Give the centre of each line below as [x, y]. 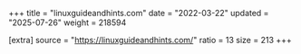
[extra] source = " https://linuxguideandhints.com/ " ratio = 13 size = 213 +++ [150, 40]
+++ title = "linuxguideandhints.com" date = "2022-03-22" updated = [139, 13]
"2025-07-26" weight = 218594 [68, 22]
